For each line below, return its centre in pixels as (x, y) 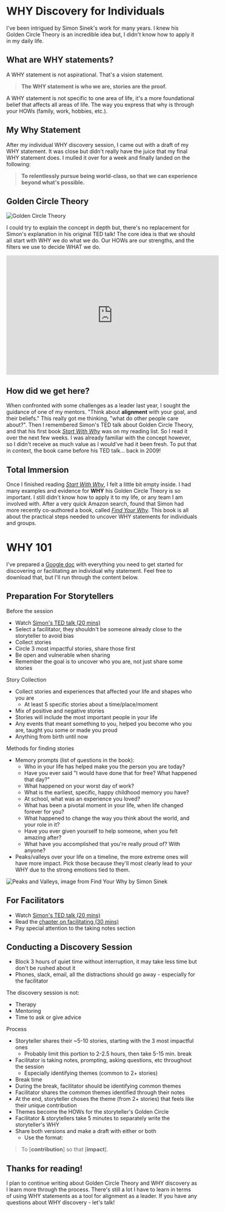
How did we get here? (48, 391)
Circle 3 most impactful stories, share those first (75, 648)
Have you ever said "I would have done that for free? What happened (110, 773)
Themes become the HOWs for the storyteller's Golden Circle (92, 1112)
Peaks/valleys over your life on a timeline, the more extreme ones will (102, 856)
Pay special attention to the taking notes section (75, 928)
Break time (29, 1080)
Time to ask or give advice (48, 1017)
